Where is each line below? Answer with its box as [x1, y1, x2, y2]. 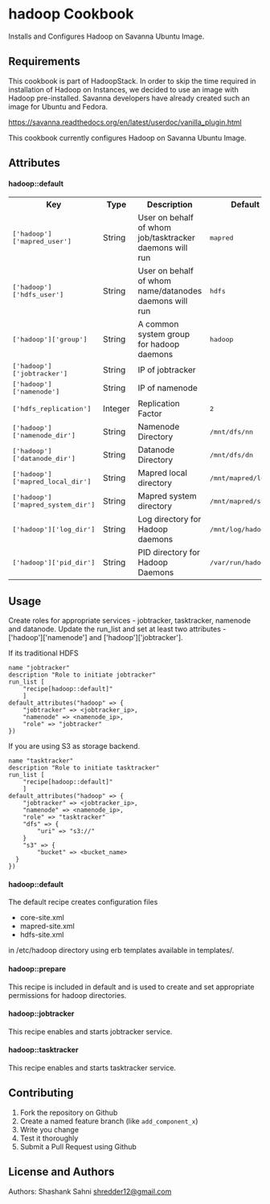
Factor [137, 408, 162, 419]
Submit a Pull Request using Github [19, 1141, 137, 1151]
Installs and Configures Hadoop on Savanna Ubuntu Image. [8, 31, 205, 41]
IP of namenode [137, 383, 198, 394]
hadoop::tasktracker [8, 1045, 79, 1054]
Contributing [8, 1087, 74, 1100]
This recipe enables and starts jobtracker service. [8, 1026, 173, 1036]
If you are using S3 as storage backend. [8, 742, 141, 751]
